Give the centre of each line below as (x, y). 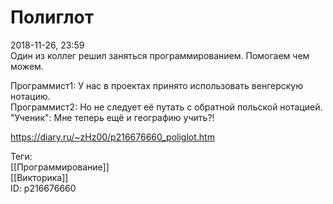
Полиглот (52, 17)
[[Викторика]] (39, 177)
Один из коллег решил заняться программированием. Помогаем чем (160, 55)
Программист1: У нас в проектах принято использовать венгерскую (157, 85)
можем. (27, 66)
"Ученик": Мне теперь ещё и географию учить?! (112, 117)
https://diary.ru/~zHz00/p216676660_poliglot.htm (112, 137)
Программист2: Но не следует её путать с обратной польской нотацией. (166, 107)
